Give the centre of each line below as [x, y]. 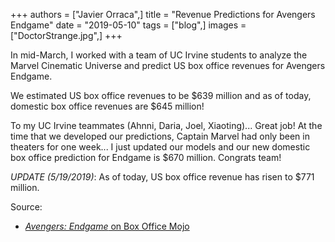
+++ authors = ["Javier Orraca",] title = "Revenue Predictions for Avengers [163, 14]
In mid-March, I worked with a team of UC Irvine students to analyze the [159, 55]
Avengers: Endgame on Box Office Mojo [107, 226]
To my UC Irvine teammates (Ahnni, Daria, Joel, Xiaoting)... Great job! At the [166, 125]
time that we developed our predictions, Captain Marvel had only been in [160, 136]
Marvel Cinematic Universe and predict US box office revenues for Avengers [168, 65]
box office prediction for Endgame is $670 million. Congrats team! [146, 157]
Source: [26, 207]
